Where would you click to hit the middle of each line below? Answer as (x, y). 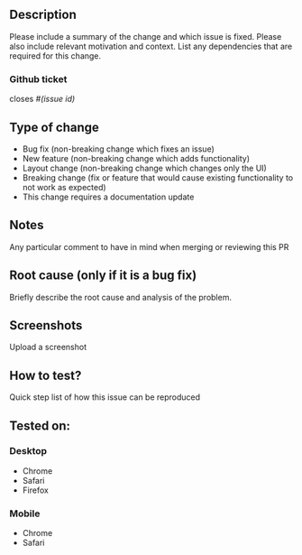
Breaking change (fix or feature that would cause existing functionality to (158, 177)
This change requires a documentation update (108, 197)
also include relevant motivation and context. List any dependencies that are (151, 46)
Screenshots (46, 325)
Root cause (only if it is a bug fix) (103, 276)
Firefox (36, 490)
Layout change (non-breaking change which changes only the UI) (145, 168)
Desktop (28, 451)
